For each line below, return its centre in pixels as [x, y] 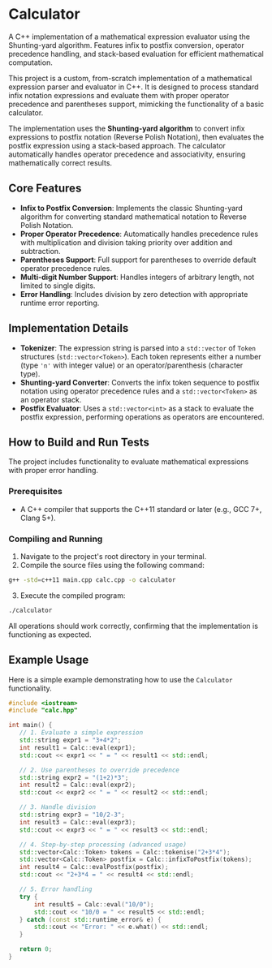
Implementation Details [69, 328]
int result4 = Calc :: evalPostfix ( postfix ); [94, 867]
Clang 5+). [38, 518]
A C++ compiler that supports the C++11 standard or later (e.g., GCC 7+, [141, 509]
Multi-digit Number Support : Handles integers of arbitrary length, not [137, 277]
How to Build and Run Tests [79, 442]
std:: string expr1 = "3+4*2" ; [70, 740]
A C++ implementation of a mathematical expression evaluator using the [129, 37]
